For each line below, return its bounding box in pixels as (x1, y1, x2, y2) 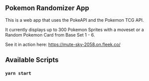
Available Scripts (5, 56, 59, 64)
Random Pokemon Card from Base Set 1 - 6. (5, 32, 95, 38)
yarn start (5, 71, 31, 76)
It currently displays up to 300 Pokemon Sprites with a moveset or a (5, 27, 144, 33)
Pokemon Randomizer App (5, 4, 89, 12)
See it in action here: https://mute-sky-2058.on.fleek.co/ (5, 41, 121, 47)
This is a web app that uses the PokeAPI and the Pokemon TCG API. (5, 17, 144, 23)
